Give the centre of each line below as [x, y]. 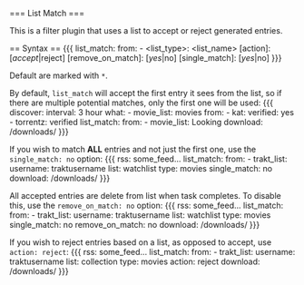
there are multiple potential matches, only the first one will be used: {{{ [142, 103]
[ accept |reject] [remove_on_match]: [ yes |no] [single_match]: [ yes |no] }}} [146, 58]
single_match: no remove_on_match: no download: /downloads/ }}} [135, 225]
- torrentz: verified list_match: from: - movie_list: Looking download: [136, 122]
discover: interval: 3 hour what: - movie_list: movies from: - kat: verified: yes [152, 112]
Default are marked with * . [59, 75]
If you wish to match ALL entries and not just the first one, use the [133, 149]
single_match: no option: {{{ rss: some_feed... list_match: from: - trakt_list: [148, 159]
